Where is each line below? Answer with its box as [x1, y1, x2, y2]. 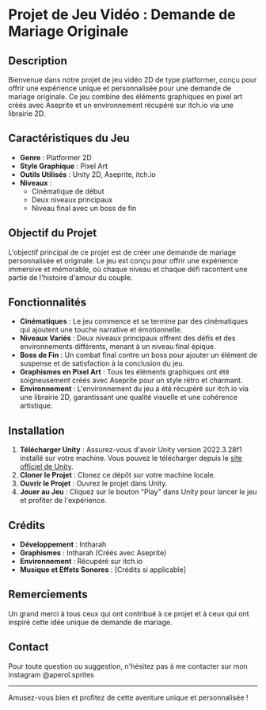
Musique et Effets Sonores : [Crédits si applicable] [19, 565, 186, 574]
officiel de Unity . [19, 462, 74, 471]
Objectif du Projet [8, 226, 97, 240]
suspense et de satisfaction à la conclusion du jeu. [19, 359, 185, 368]
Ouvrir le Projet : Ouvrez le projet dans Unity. [19, 478, 168, 489]
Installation [8, 424, 65, 437]
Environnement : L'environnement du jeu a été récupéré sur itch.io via [19, 384, 249, 393]
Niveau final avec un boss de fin [31, 203, 137, 213]
